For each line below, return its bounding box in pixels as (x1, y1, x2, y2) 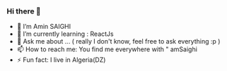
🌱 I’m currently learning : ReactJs (16, 30, 114, 38)
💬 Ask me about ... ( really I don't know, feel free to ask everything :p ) (16, 37, 221, 46)
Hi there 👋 (6, 6, 42, 16)
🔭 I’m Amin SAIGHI (16, 22, 71, 31)
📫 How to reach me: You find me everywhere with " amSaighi (16, 45, 197, 53)
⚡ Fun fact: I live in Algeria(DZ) (16, 56, 106, 64)
